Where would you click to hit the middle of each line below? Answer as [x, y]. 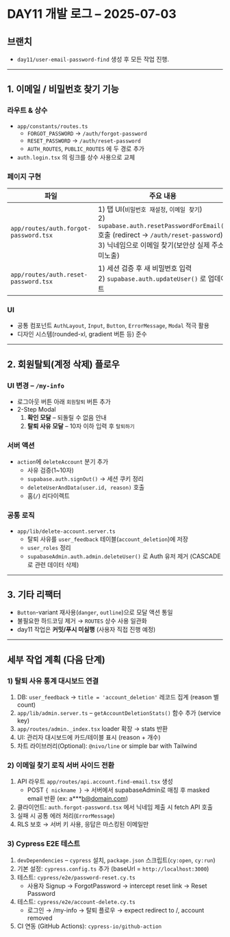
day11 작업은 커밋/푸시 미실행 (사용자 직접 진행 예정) [86, 629]
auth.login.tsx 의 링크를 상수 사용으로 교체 [76, 157]
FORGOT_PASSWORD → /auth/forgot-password [87, 133]
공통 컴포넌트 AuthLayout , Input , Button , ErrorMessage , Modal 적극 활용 [113, 325]
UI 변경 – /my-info [36, 386]
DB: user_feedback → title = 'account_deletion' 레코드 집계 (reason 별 [118, 697]
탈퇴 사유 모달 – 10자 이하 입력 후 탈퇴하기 [81, 426]
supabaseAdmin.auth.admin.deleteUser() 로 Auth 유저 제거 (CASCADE [124, 556]
